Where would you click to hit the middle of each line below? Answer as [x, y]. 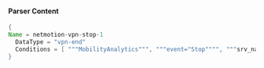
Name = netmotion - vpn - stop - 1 [56, 35]
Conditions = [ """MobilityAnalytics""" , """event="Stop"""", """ [126, 49]
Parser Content [33, 11]
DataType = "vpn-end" [51, 42]
